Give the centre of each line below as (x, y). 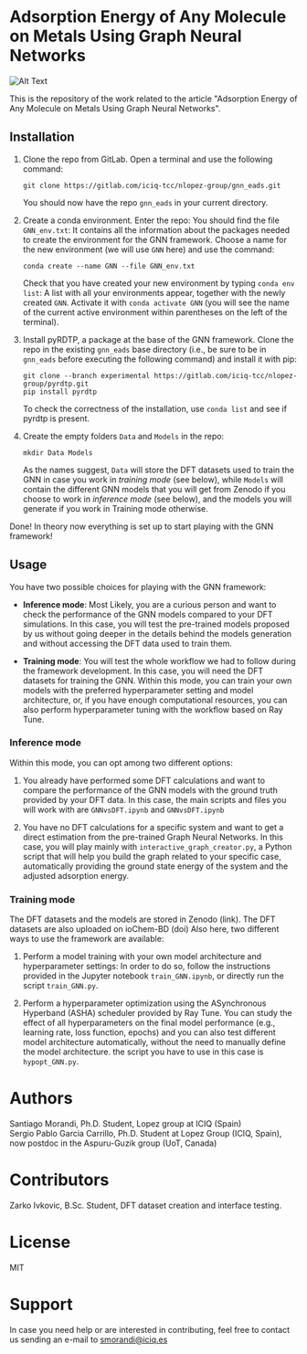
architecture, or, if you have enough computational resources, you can (155, 700)
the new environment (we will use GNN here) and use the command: (148, 249)
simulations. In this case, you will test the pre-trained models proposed (156, 624)
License (40, 1242)
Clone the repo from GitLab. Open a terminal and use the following (148, 159)
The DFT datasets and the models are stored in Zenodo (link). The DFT (143, 919)
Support (41, 1305)
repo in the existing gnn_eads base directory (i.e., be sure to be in (144, 349)
